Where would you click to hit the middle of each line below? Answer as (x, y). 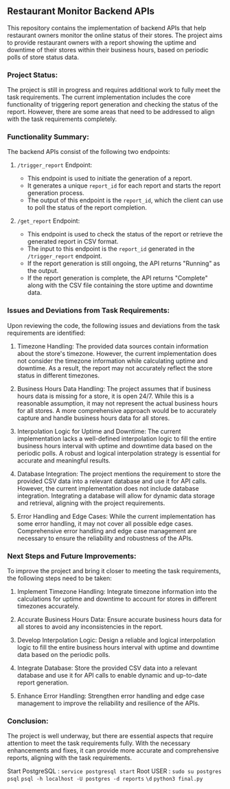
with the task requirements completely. (62, 119)
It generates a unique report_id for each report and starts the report (124, 186)
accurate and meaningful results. (64, 460)
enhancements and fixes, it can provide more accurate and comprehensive (113, 751)
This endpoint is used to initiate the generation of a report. (110, 179)
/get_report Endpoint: (48, 221)
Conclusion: (28, 721)
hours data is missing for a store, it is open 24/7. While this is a (105, 396)
